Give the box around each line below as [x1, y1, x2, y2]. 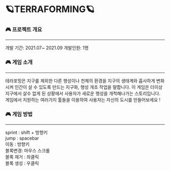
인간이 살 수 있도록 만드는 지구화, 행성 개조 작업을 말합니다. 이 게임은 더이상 [14, 84, 163, 90]
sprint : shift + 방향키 [5, 129, 48, 135]
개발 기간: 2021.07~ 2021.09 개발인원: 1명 [5, 45, 89, 51]
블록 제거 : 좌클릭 [5, 154, 39, 160]
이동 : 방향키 [5, 141, 30, 147]
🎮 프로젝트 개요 [5, 26, 42, 33]
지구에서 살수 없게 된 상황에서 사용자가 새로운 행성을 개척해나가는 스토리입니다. [5, 90, 161, 96]
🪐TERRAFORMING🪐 [5, 4, 95, 15]
